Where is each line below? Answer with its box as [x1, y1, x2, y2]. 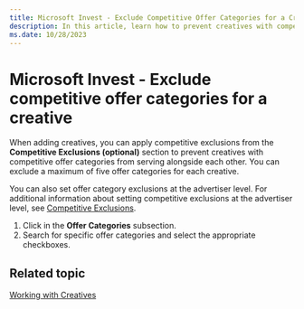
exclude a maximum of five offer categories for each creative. [9, 166, 240, 177]
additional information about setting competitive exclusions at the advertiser [9, 193, 293, 204]
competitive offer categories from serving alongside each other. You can [9, 156, 280, 167]
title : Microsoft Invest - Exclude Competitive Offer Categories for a [9, 13, 285, 23]
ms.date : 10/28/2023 [9, 30, 88, 39]
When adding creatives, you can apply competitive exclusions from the [9, 137, 274, 148]
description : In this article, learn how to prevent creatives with [9, 22, 273, 31]
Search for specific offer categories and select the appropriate [22, 229, 256, 240]
